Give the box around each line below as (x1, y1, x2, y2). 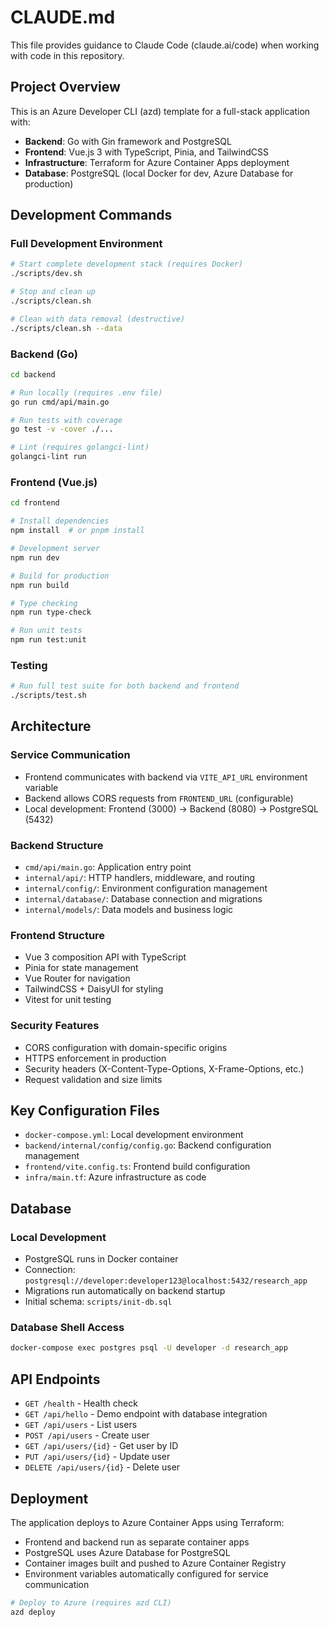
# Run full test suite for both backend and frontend (10, 681, 240, 691)
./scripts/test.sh (10, 691, 87, 701)
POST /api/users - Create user (24, 1429, 150, 1441)
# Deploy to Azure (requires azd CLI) (10, 1597, 172, 1608)
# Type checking (10, 598, 78, 608)
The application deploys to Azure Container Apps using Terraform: (10, 1516, 285, 1528)
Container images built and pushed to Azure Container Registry (24, 1557, 287, 1569)
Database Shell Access (10, 1321, 125, 1335)
